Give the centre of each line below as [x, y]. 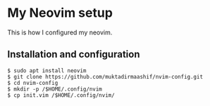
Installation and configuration [74, 54]
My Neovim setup [60, 13]
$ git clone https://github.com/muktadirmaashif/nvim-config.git [105, 77]
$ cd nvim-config [33, 83]
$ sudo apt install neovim [47, 71]
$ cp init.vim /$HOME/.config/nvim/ [61, 95]
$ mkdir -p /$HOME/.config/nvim [55, 89]
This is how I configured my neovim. [60, 32]
